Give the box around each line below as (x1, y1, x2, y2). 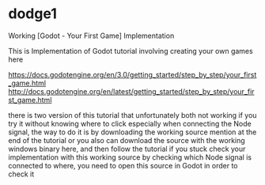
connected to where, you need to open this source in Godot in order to (8, 160, 238, 170)
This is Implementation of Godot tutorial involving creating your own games (8, 46, 253, 55)
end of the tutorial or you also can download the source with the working (8, 135, 245, 145)
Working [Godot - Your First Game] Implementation (8, 31, 175, 40)
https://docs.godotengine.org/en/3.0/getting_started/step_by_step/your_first (8, 70, 257, 79)
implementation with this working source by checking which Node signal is (8, 152, 252, 162)
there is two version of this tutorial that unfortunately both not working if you (8, 110, 257, 119)
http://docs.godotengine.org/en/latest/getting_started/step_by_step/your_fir (8, 86, 255, 96)
